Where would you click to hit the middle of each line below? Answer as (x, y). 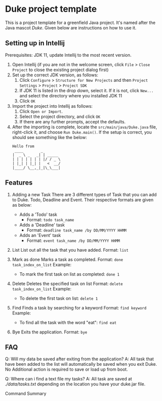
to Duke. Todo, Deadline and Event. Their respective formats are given (83, 200)
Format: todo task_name (50, 219)
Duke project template (51, 9)
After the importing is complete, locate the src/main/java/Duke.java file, (84, 127)
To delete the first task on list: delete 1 (59, 298)
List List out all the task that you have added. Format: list (70, 250)
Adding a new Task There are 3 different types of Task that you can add (84, 194)
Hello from (23, 146)
